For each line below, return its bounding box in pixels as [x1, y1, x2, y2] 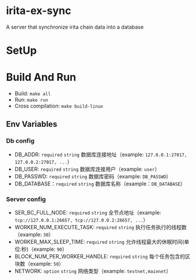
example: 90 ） [33, 246, 67, 253]
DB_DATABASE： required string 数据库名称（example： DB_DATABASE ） [14, 180, 186, 187]
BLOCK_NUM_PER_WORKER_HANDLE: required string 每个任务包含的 [14, 253, 185, 260]
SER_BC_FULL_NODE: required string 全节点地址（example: [14, 209, 161, 216]
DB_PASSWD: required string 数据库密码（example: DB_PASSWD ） [14, 172, 171, 179]
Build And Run [6, 71, 77, 84]
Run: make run [14, 96, 49, 103]
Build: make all [14, 90, 51, 97]
